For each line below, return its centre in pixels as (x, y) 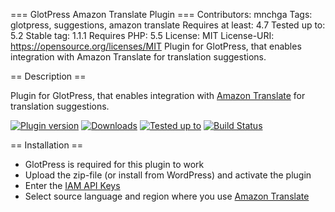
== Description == (48, 76)
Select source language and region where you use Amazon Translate (167, 196)
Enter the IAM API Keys (72, 185)
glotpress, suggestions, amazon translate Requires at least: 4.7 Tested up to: (168, 25)
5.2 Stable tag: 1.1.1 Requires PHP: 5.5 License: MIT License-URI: (142, 35)
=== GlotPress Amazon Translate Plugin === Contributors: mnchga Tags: (161, 14)
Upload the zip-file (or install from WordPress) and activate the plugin (168, 175)
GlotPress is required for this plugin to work (114, 164)
